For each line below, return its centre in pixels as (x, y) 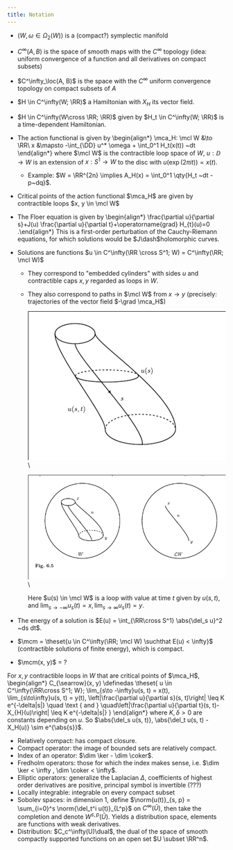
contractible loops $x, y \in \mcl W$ (68, 203)
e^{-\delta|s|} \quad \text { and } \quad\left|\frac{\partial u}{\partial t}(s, (109, 705)
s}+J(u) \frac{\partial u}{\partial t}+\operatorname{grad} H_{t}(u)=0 (113, 224)
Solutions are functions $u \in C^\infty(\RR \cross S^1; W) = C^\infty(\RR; (120, 253)
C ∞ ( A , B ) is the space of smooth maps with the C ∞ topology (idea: (112, 51)
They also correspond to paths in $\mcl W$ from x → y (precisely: (122, 294)
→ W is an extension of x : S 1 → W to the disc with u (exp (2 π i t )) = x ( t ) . (117, 161)
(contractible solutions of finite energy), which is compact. (101, 649)
